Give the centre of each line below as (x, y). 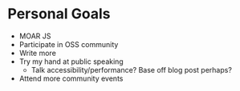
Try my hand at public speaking (71, 61)
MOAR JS (35, 36)
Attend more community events (71, 78)
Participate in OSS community (69, 44)
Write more (38, 53)
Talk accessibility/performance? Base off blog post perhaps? (131, 69)
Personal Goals (59, 14)
